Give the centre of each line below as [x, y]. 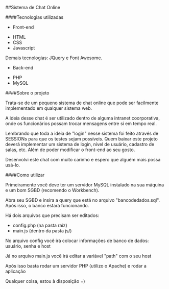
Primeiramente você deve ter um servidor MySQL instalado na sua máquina [85, 185]
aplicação [16, 271]
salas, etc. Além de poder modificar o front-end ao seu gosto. [70, 150]
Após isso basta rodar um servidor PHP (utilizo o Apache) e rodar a [76, 266]
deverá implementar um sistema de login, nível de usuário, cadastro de [80, 144]
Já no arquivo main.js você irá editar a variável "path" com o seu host [78, 256]
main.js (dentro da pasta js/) [42, 231]
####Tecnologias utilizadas [34, 17]
